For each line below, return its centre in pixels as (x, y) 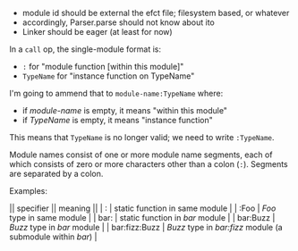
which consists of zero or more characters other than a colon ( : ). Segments (149, 164)
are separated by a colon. (56, 174)
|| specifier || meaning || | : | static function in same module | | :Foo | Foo (143, 208)
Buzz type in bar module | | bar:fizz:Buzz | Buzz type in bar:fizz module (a (146, 227)
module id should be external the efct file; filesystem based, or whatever (156, 13)
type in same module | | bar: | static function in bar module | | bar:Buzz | (142, 218)
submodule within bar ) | (53, 237)
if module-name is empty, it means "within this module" (125, 110)
